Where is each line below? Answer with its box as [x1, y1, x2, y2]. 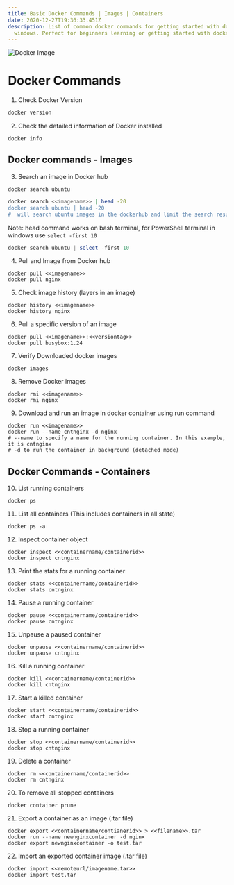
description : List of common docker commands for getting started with [8, 23, 219, 30]
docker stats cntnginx [8, 587, 74, 593]
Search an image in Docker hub [17, 172, 108, 180]
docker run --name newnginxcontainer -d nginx [8, 834, 145, 841]
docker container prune [8, 802, 77, 809]
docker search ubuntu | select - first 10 [8, 244, 130, 251]
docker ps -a [8, 523, 46, 530]
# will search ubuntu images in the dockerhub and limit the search [8, 211, 214, 218]
